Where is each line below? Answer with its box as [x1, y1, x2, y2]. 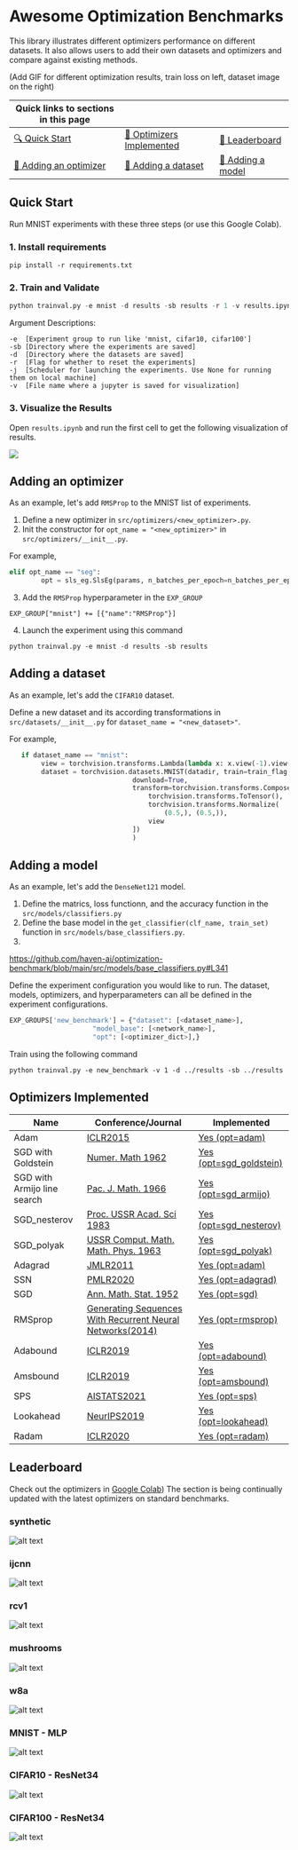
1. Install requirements [9, 241, 106, 253]
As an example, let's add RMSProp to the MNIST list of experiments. [9, 497, 251, 508]
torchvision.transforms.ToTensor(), [147, 792, 284, 801]
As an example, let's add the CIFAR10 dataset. [9, 690, 175, 700]
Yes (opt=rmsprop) [198, 1313, 278, 1325]
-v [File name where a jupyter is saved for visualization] [9, 382, 240, 391]
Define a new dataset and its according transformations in [9, 707, 222, 717]
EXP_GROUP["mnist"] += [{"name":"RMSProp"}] [9, 610, 176, 619]
